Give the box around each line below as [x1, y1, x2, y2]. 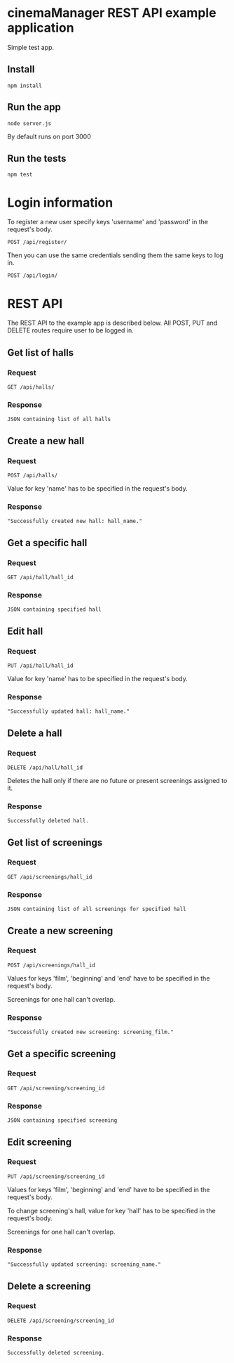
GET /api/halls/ [7, 383, 55, 391]
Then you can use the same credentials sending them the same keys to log [7, 251, 224, 259]
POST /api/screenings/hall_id [7, 962, 96, 969]
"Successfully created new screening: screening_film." [7, 1028, 174, 1036]
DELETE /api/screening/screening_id [7, 1317, 114, 1324]
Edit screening [7, 1136, 72, 1148]
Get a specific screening [7, 1047, 116, 1059]
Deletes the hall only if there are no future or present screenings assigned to [7, 776, 228, 784]
